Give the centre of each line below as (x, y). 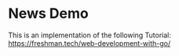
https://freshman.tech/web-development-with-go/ (89, 43)
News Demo (48, 14)
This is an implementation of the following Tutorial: (89, 35)
